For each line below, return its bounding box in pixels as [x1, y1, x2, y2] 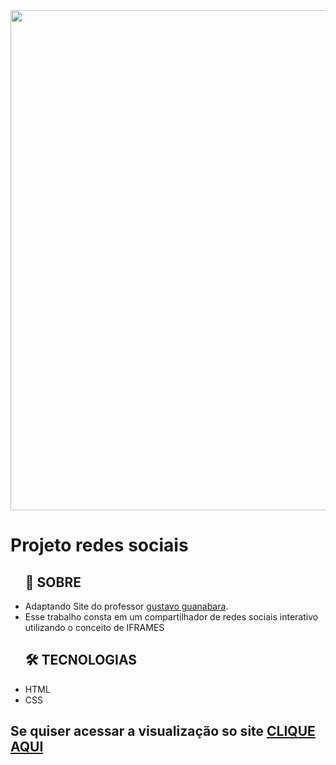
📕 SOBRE [24, 574, 82, 591]
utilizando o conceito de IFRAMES [24, 622, 165, 633]
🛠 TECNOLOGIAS [24, 652, 138, 669]
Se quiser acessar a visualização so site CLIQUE [10, 723, 316, 740]
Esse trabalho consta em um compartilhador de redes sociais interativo [24, 611, 319, 623]
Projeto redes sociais [10, 534, 189, 557]
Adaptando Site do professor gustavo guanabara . [24, 600, 229, 612]
